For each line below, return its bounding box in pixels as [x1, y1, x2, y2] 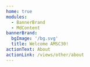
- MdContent [11, 24, 41, 31]
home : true [6, 8, 33, 15]
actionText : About [6, 47, 51, 52]
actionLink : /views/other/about [6, 52, 84, 58]
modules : [6, 14, 27, 20]
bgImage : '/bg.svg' [11, 36, 59, 41]
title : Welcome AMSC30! [11, 41, 69, 47]
